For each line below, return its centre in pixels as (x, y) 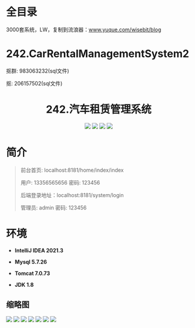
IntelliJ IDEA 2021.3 (39, 250)
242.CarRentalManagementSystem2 (98, 54)
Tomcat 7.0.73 (32, 273)
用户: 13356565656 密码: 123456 (60, 182)
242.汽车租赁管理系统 (99, 109)
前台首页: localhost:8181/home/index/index (72, 170)
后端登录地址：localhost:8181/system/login (72, 195)
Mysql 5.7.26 (31, 262)
